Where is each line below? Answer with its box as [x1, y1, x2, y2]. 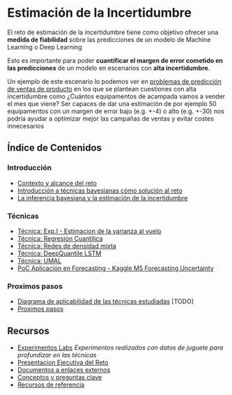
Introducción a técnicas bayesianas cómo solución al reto [17, 186, 183, 195]
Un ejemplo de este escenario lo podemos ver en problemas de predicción [7, 77, 222, 85]
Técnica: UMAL [17, 256, 62, 264]
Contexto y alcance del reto [17, 179, 98, 187]
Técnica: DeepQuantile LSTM [17, 249, 102, 258]
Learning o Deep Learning [7, 43, 82, 51]
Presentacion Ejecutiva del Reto [17, 358, 109, 367]
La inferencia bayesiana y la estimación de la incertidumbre [17, 193, 188, 202]
